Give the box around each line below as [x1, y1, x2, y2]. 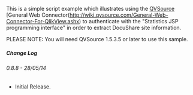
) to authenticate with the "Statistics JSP [79, 18, 179, 24]
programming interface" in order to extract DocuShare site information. [6, 24, 182, 31]
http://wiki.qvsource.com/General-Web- [69, 11, 168, 19]
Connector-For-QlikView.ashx [6, 18, 80, 24]
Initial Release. [14, 83, 51, 90]
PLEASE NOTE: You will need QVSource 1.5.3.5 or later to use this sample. [6, 36, 188, 42]
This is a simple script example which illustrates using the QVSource [6, 5, 175, 12]
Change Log [6, 49, 38, 56]
